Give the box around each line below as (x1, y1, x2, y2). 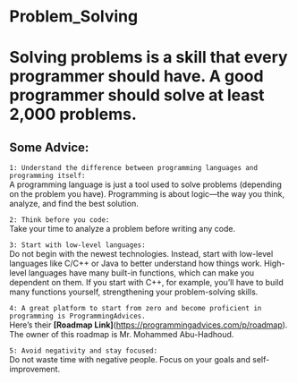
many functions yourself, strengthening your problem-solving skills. (9, 286, 259, 297)
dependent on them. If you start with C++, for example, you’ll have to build (9, 277, 284, 288)
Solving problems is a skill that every (9, 47, 288, 68)
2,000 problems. (9, 105, 137, 124)
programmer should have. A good (9, 66, 264, 87)
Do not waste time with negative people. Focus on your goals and (9, 354, 250, 365)
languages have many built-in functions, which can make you (28, 268, 255, 278)
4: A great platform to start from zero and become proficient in (9, 304, 262, 313)
